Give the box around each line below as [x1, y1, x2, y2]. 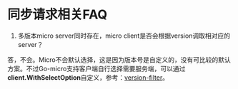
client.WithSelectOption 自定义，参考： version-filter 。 [7, 73, 169, 82]
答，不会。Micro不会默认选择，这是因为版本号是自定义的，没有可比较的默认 [7, 55, 231, 64]
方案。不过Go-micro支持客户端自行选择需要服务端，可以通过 [7, 64, 186, 73]
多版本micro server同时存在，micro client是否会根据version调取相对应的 [17, 31, 231, 40]
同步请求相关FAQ [7, 6, 108, 23]
